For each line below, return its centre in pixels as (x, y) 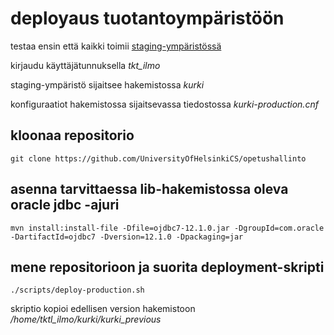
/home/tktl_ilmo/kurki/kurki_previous (86, 319)
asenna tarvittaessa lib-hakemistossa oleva (149, 189)
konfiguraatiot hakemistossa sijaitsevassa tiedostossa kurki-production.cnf (164, 104)
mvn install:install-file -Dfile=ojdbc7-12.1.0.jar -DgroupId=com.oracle (167, 228)
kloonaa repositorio (72, 135)
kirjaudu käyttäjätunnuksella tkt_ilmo (85, 65)
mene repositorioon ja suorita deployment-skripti (167, 267)
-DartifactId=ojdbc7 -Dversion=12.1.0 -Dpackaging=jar (127, 237)
